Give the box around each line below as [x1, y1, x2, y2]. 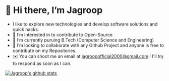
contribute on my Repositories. [12, 47, 77, 53]
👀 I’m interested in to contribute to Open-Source [12, 31, 112, 37]
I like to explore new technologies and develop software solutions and [12, 21, 158, 27]
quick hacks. [12, 26, 39, 32]
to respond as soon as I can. [12, 60, 72, 66]
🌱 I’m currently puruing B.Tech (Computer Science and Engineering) [12, 37, 154, 43]
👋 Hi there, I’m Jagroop [5, 4, 103, 16]
